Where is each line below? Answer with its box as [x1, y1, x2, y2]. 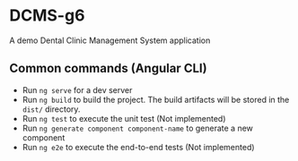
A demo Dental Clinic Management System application [9, 35, 211, 46]
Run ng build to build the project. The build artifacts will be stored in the [22, 94, 290, 105]
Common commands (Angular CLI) [9, 61, 208, 76]
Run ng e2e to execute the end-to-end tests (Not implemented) [22, 141, 255, 152]
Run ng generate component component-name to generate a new [22, 123, 254, 133]
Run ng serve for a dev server [22, 84, 133, 95]
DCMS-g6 [9, 5, 85, 26]
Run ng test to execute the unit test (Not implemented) [22, 113, 226, 123]
